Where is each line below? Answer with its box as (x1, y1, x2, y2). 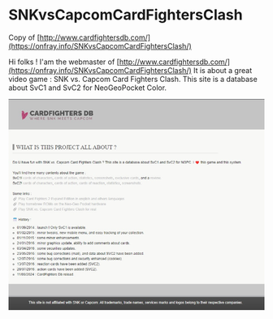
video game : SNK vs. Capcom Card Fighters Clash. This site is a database (8, 74, 258, 84)
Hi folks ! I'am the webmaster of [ (8, 57, 120, 67)
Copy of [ (8, 32, 41, 42)
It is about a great (193, 65, 253, 75)
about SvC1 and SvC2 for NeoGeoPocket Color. (8, 83, 167, 93)
